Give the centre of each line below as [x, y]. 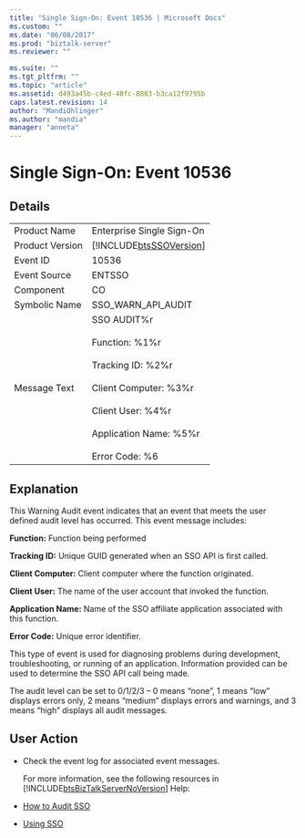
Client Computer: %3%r [142, 388]
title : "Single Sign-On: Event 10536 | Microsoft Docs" [117, 18]
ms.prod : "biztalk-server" [61, 43]
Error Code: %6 [125, 457]
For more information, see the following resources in [121, 778]
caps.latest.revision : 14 [58, 102]
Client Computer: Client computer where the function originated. [132, 573]
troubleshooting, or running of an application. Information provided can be [149, 663]
